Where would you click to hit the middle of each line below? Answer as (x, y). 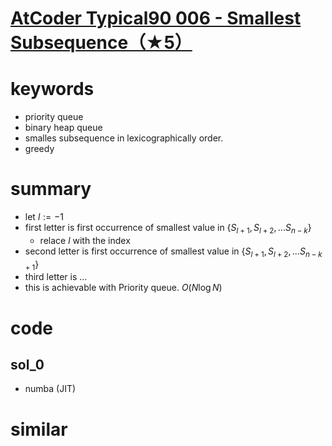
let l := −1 (44, 217)
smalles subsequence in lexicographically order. (124, 138)
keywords (52, 89)
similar (39, 429)
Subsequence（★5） (101, 43)
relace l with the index (85, 240)
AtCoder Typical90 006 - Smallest (156, 18)
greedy (39, 149)
